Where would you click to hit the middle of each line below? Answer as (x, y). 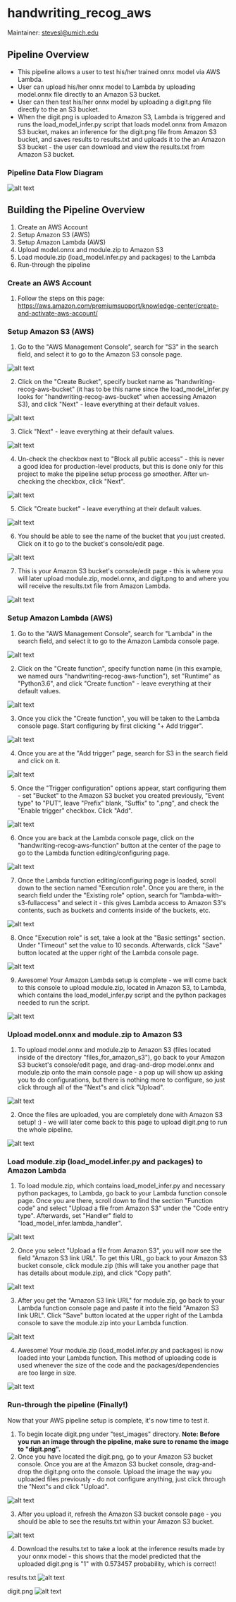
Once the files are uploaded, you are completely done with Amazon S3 (120, 1115)
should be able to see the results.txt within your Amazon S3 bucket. (116, 1521)
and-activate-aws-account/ (58, 313)
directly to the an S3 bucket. (58, 109)
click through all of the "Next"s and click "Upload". (91, 1087)
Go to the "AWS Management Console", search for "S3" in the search (118, 347)
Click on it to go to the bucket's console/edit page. (91, 544)
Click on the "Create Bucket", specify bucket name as (95, 382)
